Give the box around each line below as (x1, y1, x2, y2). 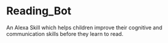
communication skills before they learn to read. (6, 30, 124, 37)
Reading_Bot (6, 4, 71, 18)
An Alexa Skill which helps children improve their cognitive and (6, 24, 163, 31)
